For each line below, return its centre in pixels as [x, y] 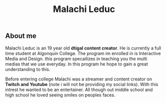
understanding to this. [28, 69]
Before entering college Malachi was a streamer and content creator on [79, 79]
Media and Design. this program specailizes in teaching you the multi [76, 58]
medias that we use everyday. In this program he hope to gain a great [77, 64]
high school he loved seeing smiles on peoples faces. [60, 95]
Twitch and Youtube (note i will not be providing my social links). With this [82, 84]
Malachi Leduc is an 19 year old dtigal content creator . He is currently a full [83, 48]
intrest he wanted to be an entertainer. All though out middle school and [79, 89]
